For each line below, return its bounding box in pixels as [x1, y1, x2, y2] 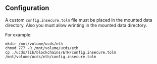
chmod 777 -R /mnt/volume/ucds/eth [5, 45, 79, 51]
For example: [5, 32, 32, 37]
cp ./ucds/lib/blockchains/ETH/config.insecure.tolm [5, 50, 116, 55]
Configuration [5, 4, 50, 12]
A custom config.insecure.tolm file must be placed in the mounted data [5, 17, 153, 23]
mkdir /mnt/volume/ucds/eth [5, 41, 63, 46]
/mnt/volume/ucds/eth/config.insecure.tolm [5, 54, 97, 59]
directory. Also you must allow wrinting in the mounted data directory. [5, 22, 148, 28]
